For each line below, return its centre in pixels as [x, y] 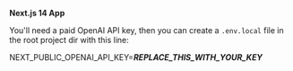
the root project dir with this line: [69, 40]
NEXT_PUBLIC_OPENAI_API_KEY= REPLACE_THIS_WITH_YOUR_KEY [136, 57]
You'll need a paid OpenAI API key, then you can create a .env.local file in [146, 30]
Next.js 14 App [37, 13]
